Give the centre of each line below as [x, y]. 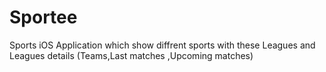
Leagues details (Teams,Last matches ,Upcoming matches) [131, 55]
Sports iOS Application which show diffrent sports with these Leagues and [162, 45]
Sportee [43, 17]
